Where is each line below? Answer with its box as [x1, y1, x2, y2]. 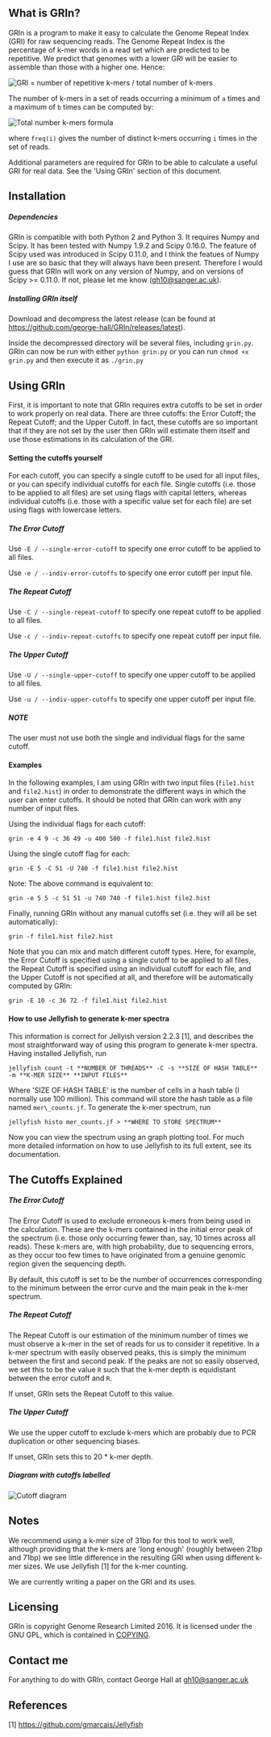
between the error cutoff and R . [8, 1373, 113, 1383]
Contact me [8, 1653, 69, 1667]
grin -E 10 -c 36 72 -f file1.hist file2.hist [8, 996, 168, 1005]
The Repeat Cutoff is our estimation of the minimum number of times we [8, 1330, 248, 1340]
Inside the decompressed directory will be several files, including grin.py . [8, 338, 254, 348]
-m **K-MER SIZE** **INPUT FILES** [8, 1071, 128, 1079]
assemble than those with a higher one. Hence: [8, 62, 165, 72]
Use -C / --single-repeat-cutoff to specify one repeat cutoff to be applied [8, 607, 261, 616]
